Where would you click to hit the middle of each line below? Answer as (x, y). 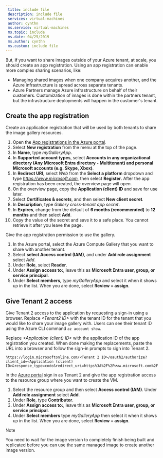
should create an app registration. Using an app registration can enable (77, 65)
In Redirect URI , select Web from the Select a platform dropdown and (82, 174)
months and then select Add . (42, 215)
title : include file (28, 10)
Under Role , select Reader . (40, 265)
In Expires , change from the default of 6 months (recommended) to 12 (84, 210)
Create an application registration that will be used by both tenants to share (81, 128)
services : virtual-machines (36, 19)
